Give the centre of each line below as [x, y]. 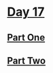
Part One [26, 38]
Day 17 [26, 12]
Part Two [26, 60]
